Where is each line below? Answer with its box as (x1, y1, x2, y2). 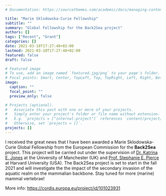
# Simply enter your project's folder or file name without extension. (5, 112, 161, 117)
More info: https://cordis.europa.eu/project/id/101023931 (5, 185, 121, 191)
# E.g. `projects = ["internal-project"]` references (5, 116, 123, 121)
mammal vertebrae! (5, 175, 45, 181)
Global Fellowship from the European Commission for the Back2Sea (17, 144, 156, 150)
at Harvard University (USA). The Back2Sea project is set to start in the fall (5, 160, 157, 165)
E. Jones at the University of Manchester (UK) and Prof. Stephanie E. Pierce (5, 155, 159, 161)
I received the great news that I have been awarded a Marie (5, 139, 126, 145)
